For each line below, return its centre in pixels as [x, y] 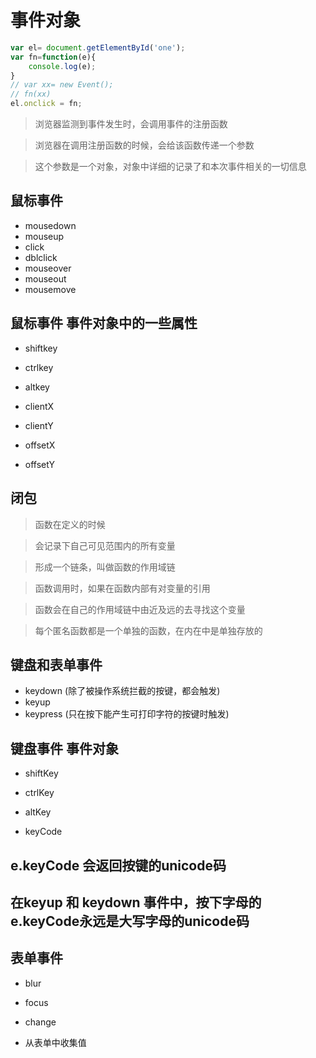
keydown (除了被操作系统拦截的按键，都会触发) [122, 691]
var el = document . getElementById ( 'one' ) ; [98, 47]
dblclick [41, 257]
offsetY [40, 464]
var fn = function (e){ [53, 57]
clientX [39, 406]
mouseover [48, 268]
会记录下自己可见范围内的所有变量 [105, 545]
